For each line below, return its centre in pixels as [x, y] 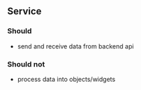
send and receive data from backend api [75, 46]
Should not [26, 64]
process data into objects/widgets [66, 79]
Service [24, 11]
